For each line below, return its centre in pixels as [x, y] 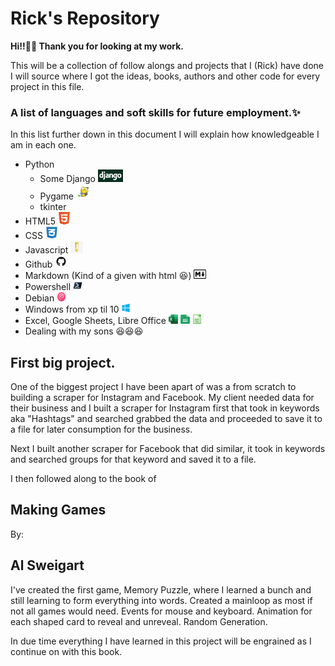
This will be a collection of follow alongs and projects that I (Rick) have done [167, 65]
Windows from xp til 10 [72, 309]
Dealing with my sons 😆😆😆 [84, 331]
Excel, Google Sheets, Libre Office [95, 321]
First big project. [63, 362]
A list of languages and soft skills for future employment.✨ [155, 112]
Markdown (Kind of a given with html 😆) [108, 276]
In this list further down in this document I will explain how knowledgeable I [165, 134]
